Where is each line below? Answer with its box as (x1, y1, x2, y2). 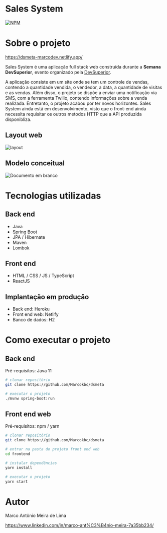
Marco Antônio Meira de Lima (5, 512, 67, 519)
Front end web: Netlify (12, 311, 59, 317)
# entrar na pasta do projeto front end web (5, 447, 100, 452)
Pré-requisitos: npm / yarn (5, 423, 60, 429)
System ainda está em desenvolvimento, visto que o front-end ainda (5, 105, 146, 111)
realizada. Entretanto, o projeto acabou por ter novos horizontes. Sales (5, 100, 151, 106)
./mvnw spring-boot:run (5, 396, 55, 401)
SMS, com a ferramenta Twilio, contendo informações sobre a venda (5, 95, 147, 101)
